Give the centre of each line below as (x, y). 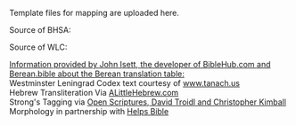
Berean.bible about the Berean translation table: (97, 74)
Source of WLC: (38, 47)
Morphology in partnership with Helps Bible (89, 111)
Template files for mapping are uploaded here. (95, 13)
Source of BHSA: (40, 30)
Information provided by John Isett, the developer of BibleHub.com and (140, 64)
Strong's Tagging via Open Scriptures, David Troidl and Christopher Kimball (148, 102)
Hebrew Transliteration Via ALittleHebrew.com (94, 93)
